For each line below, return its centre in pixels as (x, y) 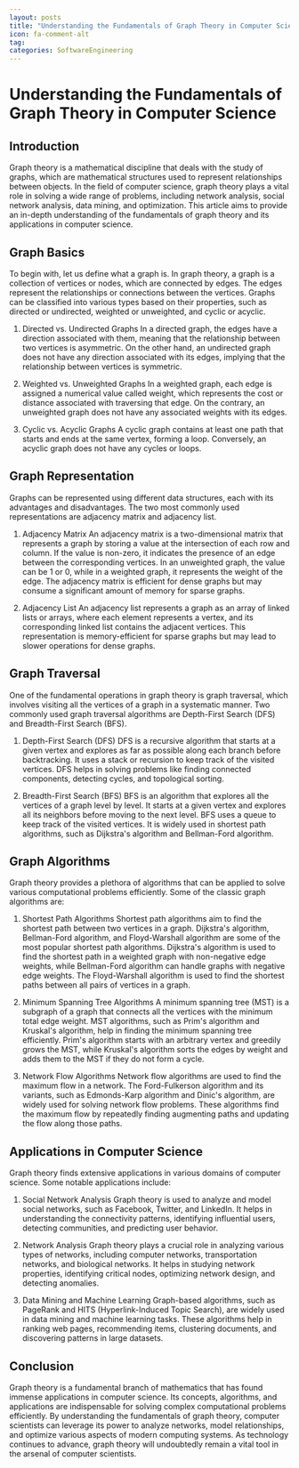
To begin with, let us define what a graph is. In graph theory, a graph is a (142, 273)
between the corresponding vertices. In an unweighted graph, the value (154, 562)
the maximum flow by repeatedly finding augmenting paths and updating (155, 1114)
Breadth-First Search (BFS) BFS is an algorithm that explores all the (145, 795)
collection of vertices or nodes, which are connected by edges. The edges (146, 283)
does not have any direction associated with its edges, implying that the (154, 357)
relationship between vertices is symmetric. (102, 367)
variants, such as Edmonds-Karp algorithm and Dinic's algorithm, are (149, 1095)
